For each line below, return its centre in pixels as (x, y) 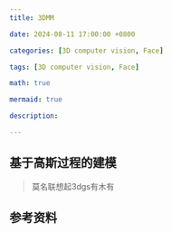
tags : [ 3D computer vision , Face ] (75, 67)
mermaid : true (36, 100)
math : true (30, 83)
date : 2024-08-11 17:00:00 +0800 (72, 34)
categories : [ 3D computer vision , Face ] (87, 51)
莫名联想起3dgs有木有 (73, 186)
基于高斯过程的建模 (63, 163)
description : (34, 116)
